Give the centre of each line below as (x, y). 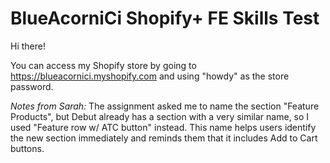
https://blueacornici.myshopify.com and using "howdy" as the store (150, 76)
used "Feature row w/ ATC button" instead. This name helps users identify (163, 127)
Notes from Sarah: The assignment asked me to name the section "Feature (165, 106)
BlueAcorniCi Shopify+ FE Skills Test (165, 18)
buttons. (27, 148)
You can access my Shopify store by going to (103, 65)
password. (32, 86)
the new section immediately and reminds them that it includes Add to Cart (164, 138)
